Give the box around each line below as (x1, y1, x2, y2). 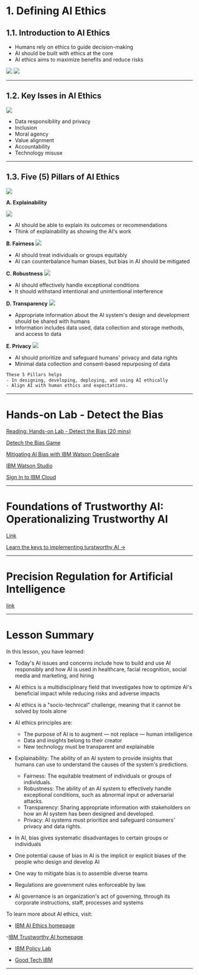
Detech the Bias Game (6, 440, 61, 447)
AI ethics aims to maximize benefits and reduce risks (14, 56, 144, 63)
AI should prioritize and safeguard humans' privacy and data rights (14, 354, 178, 361)
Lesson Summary (6, 628, 94, 642)
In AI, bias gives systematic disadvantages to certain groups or (14, 834, 169, 841)
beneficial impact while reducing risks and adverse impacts (14, 690, 160, 697)
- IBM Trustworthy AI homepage (6, 934, 84, 940)
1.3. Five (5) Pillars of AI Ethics (6, 172, 120, 182)
